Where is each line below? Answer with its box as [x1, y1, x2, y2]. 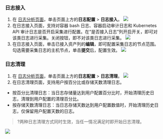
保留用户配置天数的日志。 [25, 108, 77, 114]
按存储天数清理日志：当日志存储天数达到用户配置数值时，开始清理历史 [12, 102, 155, 108]
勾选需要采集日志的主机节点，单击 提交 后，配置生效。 [12, 47, 120, 53]
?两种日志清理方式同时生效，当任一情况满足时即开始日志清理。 [17, 118, 144, 124]
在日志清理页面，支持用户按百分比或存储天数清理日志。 [12, 79, 124, 85]
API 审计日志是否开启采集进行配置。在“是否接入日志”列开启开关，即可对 [12, 29, 158, 35]
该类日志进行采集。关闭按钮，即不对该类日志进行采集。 [12, 35, 124, 41]
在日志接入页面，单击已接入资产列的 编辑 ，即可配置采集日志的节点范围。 [12, 41, 159, 47]
